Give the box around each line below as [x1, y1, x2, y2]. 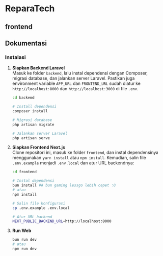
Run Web [12, 228, 31, 233]
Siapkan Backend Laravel [12, 65, 65, 71]
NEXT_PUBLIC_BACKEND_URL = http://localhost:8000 [12, 219, 111, 224]
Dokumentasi [5, 39, 47, 47]
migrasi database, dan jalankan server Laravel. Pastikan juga [12, 76, 135, 81]
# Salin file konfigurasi [12, 201, 65, 206]
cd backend [12, 95, 35, 101]
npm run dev [12, 246, 37, 252]
